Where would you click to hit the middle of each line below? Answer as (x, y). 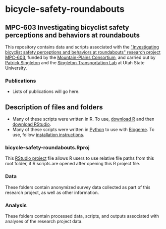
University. (16, 68)
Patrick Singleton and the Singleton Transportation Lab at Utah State (75, 63)
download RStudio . (31, 124)
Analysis (16, 205)
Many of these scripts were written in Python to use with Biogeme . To (83, 130)
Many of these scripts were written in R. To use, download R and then (83, 119)
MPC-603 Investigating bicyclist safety (67, 27)
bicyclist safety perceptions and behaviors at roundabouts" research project (83, 52)
